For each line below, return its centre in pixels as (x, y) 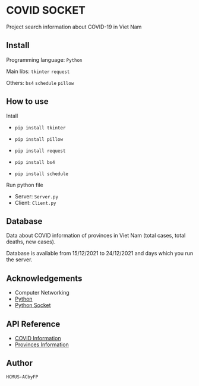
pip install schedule (41, 174)
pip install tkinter (40, 128)
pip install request (40, 151)
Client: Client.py (35, 203)
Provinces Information (42, 344)
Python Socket (33, 305)
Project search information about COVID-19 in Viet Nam (74, 27)
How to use (27, 102)
